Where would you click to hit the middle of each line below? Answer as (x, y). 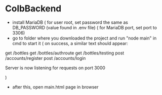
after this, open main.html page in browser (55, 87)
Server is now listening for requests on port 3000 (55, 68)
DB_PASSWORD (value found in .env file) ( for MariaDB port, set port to (84, 27)
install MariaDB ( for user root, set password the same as (70, 22)
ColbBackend (33, 9)
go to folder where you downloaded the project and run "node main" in (84, 38)
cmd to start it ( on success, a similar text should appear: (70, 43)
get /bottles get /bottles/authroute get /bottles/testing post (65, 53)
